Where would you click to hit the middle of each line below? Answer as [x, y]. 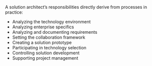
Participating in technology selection [49, 48]
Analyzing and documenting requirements [55, 32]
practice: [14, 12]
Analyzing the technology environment [51, 22]
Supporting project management [45, 58]
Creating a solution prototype [42, 43]
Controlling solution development [46, 53]
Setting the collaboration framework [49, 37]
